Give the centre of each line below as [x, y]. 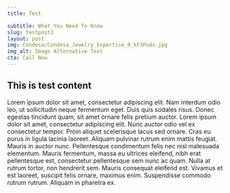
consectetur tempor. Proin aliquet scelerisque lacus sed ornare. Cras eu [109, 131]
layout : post [26, 38]
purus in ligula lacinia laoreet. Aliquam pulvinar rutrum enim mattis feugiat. [112, 139]
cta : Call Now [28, 58]
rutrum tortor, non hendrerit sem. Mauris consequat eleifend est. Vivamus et [115, 168]
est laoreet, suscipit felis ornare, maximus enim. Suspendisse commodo [109, 175]
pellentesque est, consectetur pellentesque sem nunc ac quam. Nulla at [109, 160]
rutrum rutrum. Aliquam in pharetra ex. [61, 182]
